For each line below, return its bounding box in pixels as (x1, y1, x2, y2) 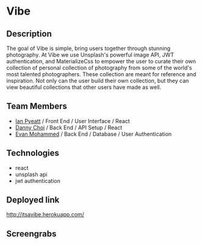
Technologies (6, 148, 60, 158)
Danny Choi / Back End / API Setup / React (15, 124, 123, 131)
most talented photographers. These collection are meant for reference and (6, 71, 197, 77)
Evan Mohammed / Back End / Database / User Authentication (15, 130, 172, 138)
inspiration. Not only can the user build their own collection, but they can (6, 77, 189, 84)
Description (6, 29, 52, 39)
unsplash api (15, 171, 48, 178)
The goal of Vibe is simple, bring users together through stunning (6, 44, 171, 52)
